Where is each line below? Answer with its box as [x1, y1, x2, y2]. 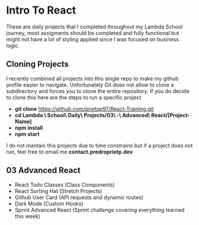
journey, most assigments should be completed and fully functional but [6, 29, 179, 36]
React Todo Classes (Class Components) [14, 181, 115, 188]
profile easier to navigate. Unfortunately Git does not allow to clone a [6, 81, 174, 88]
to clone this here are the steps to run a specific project [6, 94, 142, 101]
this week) [14, 213, 40, 220]
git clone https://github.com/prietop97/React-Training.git [14, 105, 154, 112]
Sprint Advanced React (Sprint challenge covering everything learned [14, 206, 185, 213]
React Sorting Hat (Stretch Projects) [14, 187, 102, 194]
